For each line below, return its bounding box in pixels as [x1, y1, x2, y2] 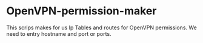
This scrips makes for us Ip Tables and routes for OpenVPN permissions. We [6, 24, 197, 31]
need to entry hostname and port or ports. [6, 30, 111, 37]
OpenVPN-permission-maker [6, 4, 157, 18]
